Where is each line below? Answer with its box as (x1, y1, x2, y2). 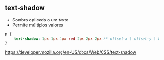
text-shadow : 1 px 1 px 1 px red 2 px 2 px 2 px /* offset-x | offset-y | (14, 36, 156, 41)
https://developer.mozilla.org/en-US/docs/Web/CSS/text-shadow (5, 49, 137, 55)
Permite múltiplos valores (12, 22, 63, 28)
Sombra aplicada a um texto (12, 17, 69, 22)
